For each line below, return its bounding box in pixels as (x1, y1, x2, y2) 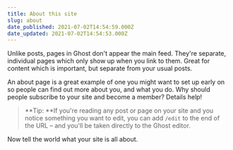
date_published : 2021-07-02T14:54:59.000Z (7, 23, 134, 30)
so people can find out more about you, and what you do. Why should (7, 85, 210, 94)
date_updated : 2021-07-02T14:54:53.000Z (7, 30, 129, 37)
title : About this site (7, 10, 78, 18)
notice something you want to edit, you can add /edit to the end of (24, 114, 220, 123)
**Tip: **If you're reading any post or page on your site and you (24, 106, 214, 115)
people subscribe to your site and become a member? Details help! (7, 93, 203, 101)
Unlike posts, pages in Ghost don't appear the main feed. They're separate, (7, 49, 227, 58)
